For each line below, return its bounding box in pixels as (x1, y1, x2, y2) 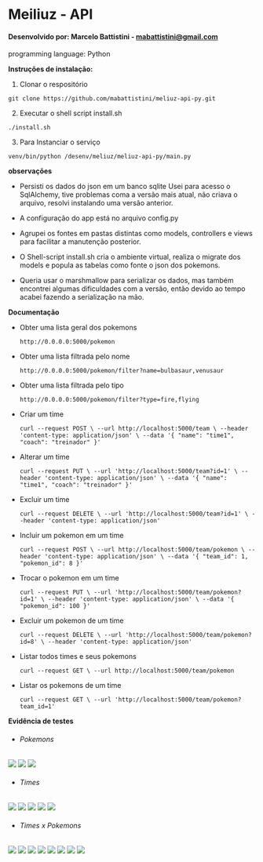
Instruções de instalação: (8, 64, 93, 74)
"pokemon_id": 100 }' (19, 602, 90, 610)
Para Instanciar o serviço (19, 137, 100, 147)
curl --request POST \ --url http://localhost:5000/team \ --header (19, 425, 249, 433)
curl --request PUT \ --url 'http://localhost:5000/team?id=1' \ (19, 467, 238, 475)
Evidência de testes (8, 716, 74, 726)
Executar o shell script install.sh (19, 108, 122, 118)
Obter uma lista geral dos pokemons (19, 323, 137, 333)
